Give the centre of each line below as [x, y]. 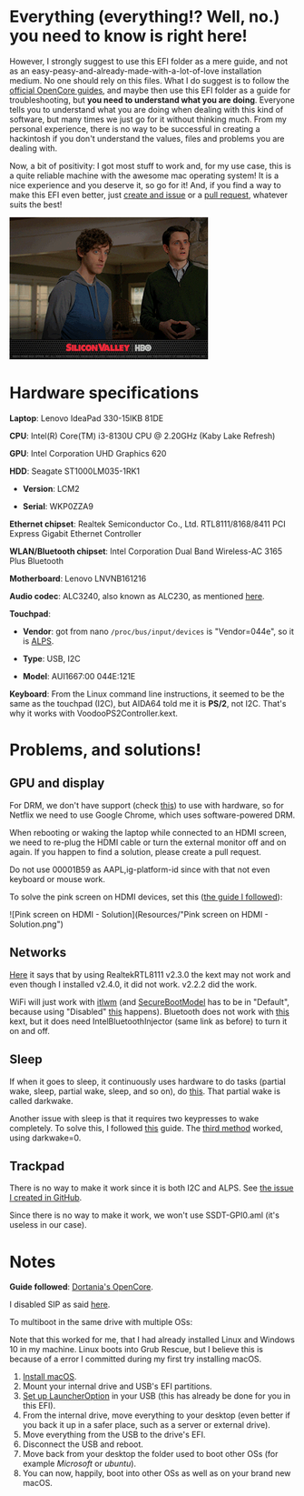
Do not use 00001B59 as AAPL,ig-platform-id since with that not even [140, 869]
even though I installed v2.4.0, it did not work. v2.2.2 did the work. [133, 984]
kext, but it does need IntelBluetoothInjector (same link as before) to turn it [148, 1021]
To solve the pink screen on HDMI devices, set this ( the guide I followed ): [146, 897]
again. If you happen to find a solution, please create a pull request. [135, 851]
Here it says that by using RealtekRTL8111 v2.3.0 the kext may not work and [150, 974]
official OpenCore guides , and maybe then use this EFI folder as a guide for [150, 90]
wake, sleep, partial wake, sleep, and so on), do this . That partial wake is [145, 1091]
